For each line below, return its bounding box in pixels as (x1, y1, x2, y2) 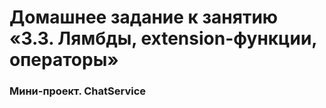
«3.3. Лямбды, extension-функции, (9, 27, 317, 50)
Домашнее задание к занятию (9, 6, 279, 29)
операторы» (9, 49, 119, 71)
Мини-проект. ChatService (9, 84, 146, 98)
